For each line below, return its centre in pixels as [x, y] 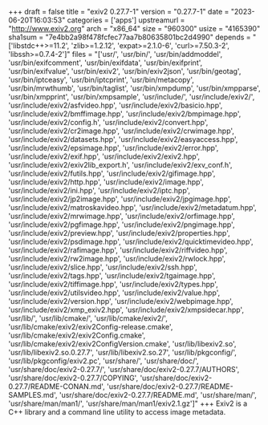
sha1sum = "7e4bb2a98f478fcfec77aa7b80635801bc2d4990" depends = [130, 37]
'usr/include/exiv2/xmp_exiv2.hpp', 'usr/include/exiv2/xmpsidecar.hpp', [126, 310]
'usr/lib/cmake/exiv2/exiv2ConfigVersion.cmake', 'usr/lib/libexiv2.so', [122, 344]
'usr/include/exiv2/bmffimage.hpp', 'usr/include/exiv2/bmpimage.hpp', [125, 114]
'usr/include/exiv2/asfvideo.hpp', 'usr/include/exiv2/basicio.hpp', [116, 105]
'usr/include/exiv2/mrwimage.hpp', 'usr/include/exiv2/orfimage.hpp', [122, 216]
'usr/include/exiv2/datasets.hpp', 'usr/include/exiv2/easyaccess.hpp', [123, 139]
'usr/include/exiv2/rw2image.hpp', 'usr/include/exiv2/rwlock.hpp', [117, 259]
